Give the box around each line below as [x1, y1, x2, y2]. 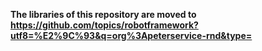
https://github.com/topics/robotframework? [10, 19, 199, 31]
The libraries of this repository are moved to [10, 9, 197, 20]
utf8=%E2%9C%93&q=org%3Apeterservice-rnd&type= [10, 30, 253, 41]
